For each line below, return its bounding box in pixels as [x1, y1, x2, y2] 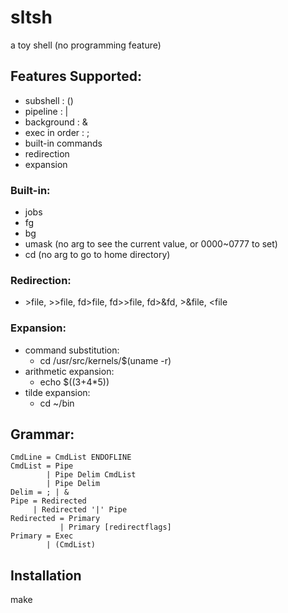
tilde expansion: [24, 386, 91, 398]
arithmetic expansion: [24, 365, 115, 377]
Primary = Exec [10, 531, 74, 541]
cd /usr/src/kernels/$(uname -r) [39, 354, 172, 366]
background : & [24, 116, 88, 128]
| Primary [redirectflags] [59, 522, 172, 533]
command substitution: [24, 344, 120, 356]
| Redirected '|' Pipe [32, 505, 128, 515]
